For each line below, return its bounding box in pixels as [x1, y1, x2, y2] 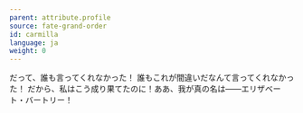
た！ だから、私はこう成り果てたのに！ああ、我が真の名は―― [9, 83, 241, 94]
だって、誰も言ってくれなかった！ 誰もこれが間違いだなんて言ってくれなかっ [9, 73, 295, 83]
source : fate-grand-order [9, 22, 107, 30]
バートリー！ [24, 95, 73, 106]
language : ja [9, 38, 59, 48]
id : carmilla [9, 30, 59, 39]
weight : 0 [9, 47, 47, 56]
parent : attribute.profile [9, 13, 111, 22]
